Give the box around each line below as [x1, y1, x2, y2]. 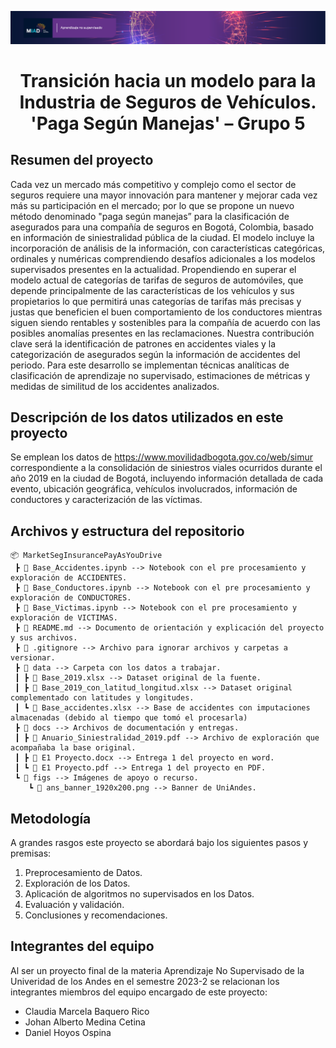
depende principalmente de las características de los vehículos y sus [10, 284, 295, 296]
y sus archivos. [10, 633, 78, 643]
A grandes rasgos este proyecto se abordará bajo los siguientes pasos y [10, 837, 309, 849]
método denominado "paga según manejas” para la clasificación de [10, 210, 290, 222]
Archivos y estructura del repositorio [10, 522, 245, 540]
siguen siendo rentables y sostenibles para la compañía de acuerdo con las [10, 316, 321, 328]
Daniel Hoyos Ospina [24, 1026, 112, 1038]
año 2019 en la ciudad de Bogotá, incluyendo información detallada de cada [10, 472, 324, 485]
